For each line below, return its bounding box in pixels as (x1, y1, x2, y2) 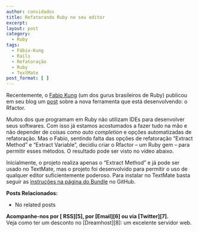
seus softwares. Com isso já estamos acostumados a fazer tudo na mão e (6, 122, 188, 129)
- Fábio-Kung (11, 48, 44, 54)
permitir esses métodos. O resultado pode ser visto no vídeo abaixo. (6, 147, 174, 155)
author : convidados (6, 8, 55, 15)
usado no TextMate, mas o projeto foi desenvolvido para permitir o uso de (6, 165, 188, 173)
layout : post (6, 25, 39, 32)
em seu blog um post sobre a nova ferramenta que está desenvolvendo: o (6, 98, 188, 105)
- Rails (11, 53, 31, 59)
